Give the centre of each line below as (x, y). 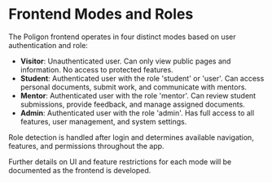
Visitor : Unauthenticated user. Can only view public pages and (125, 61)
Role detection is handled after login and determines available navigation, (131, 137)
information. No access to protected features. (97, 69)
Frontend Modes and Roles (101, 14)
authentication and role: (48, 45)
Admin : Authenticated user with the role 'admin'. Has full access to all (137, 113)
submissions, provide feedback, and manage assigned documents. (133, 104)
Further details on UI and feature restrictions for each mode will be (120, 161)
